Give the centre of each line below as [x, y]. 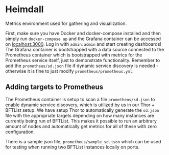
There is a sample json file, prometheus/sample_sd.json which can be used [83, 141]
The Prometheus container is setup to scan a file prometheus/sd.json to [80, 99]
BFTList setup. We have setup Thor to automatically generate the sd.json [82, 110]
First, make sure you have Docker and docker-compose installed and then [83, 33]
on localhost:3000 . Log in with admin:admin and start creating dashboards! [83, 44]
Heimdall [25, 9]
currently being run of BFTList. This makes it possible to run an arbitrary [81, 121]
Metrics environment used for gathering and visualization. [66, 23]
